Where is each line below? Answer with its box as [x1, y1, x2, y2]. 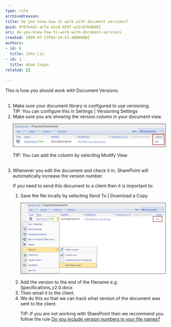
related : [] [5, 67, 31, 72]
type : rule [5, 8, 28, 13]
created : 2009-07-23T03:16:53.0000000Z [5, 35, 90, 40]
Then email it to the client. [20, 290, 75, 296]
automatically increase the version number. [12, 173, 103, 179]
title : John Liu [10, 51, 44, 56]
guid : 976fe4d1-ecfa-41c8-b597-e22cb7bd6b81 [5, 24, 101, 30]
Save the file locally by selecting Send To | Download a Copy [20, 193, 148, 199]
